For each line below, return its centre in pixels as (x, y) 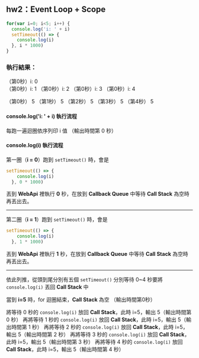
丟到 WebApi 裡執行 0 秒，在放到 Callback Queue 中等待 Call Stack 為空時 (98, 194)
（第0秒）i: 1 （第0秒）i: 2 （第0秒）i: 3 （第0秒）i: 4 (71, 89)
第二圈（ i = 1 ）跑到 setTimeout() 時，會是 (57, 220)
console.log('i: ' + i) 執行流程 (42, 116)
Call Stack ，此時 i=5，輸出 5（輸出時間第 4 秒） (65, 349)
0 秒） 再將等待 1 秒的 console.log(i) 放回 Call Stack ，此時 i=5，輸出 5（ (96, 320)
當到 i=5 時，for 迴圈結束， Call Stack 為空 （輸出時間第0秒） (81, 300)
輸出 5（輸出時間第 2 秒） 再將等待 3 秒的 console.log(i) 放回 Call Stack (95, 335)
